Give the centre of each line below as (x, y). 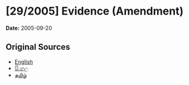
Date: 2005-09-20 (29, 28)
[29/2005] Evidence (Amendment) (95, 11)
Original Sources (38, 47)
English (24, 61)
